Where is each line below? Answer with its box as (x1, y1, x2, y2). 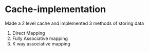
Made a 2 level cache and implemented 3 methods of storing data (5, 20, 144, 26)
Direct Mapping (12, 30, 45, 36)
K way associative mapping (12, 40, 70, 46)
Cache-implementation (5, 4, 106, 15)
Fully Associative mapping (12, 35, 68, 41)
